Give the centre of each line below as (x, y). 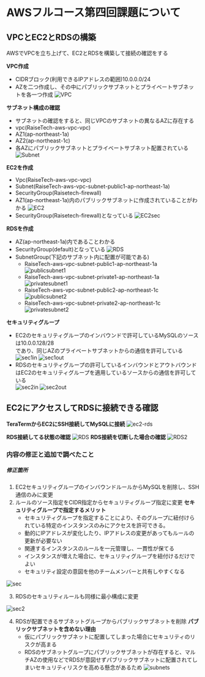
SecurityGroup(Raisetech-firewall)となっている (74, 215)
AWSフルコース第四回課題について (94, 13)
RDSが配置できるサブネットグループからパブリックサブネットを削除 (101, 621)
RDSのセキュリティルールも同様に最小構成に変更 (77, 596)
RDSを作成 (20, 229)
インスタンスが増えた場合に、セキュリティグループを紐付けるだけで (110, 556)
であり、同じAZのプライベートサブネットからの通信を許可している (99, 350)
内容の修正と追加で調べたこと (50, 454)
